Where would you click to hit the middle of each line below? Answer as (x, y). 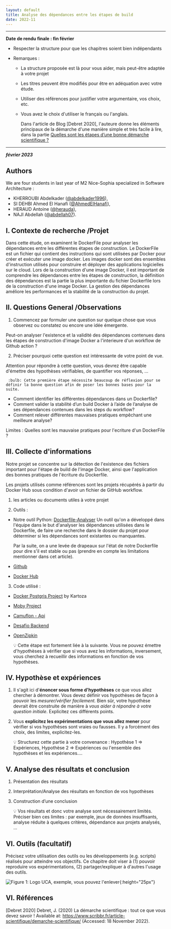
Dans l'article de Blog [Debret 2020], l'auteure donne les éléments (90, 124)
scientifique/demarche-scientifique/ (43, 921)
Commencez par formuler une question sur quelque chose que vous (84, 320)
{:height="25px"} (137, 882)
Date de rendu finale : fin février (40, 39)
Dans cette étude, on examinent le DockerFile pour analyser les (72, 243)
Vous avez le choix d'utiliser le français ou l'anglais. (75, 114)
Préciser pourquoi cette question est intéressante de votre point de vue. (88, 356)
